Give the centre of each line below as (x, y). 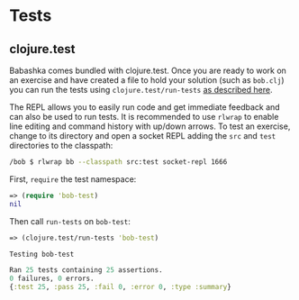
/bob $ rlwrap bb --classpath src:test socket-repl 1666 (118, 162)
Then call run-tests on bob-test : (70, 221)
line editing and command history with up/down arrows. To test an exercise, (150, 126)
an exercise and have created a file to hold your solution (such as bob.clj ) (147, 80)
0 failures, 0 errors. (52, 279)
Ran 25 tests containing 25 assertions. (86, 270)
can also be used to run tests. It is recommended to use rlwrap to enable (144, 117)
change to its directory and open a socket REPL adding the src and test (143, 136)
